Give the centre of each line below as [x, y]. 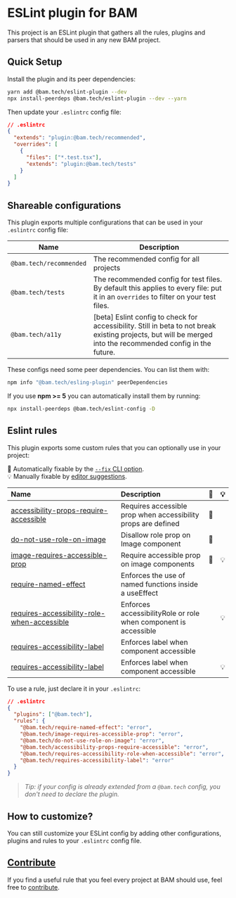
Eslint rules [32, 431]
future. [104, 352]
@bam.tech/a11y [36, 335]
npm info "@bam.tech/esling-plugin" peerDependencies [88, 383]
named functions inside [159, 584]
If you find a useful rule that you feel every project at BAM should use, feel [115, 880]
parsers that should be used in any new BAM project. [84, 39]
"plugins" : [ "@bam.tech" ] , [53, 714]
